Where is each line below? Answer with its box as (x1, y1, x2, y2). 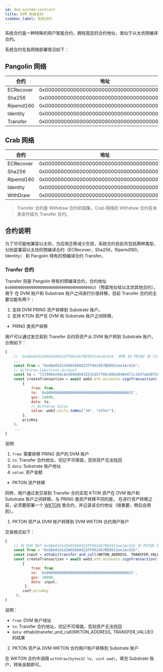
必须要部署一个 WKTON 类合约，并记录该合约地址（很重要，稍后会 (13, 502, 147, 508)
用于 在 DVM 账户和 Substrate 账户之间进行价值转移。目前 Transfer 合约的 (5, 291, 153, 296)
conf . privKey (22, 589, 49, 593)
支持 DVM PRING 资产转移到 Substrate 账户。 (12, 307, 103, 313)
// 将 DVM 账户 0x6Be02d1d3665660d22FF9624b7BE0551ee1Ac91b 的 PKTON (14, 543, 154, 548)
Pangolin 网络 (5, 62, 47, 71)
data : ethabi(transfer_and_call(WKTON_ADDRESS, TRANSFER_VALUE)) (12, 629, 154, 634)
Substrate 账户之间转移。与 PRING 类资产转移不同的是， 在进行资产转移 (5, 496, 148, 502)
